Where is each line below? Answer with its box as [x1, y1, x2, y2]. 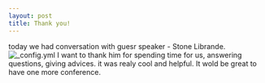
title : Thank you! [8, 19, 71, 27]
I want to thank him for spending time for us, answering [56, 50, 242, 60]
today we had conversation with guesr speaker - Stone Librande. [8, 41, 226, 51]
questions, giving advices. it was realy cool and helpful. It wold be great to [8, 58, 258, 68]
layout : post [8, 11, 53, 20]
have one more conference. [8, 67, 102, 77]
